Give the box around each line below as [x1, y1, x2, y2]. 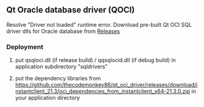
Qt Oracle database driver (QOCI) [6, 5, 135, 15]
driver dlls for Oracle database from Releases [6, 27, 121, 35]
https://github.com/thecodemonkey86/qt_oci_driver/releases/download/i [15, 81, 198, 89]
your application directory [15, 94, 80, 102]
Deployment [6, 43, 44, 51]
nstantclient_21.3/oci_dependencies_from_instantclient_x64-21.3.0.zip [15, 88, 191, 95]
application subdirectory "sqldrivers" [15, 63, 108, 71]
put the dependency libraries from [15, 75, 102, 82]
